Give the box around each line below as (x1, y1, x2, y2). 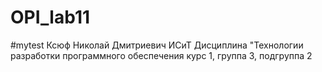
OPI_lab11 (10, 6, 91, 29)
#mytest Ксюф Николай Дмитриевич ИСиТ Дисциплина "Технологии (10, 39, 304, 51)
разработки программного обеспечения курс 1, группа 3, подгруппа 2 (10, 49, 313, 61)
